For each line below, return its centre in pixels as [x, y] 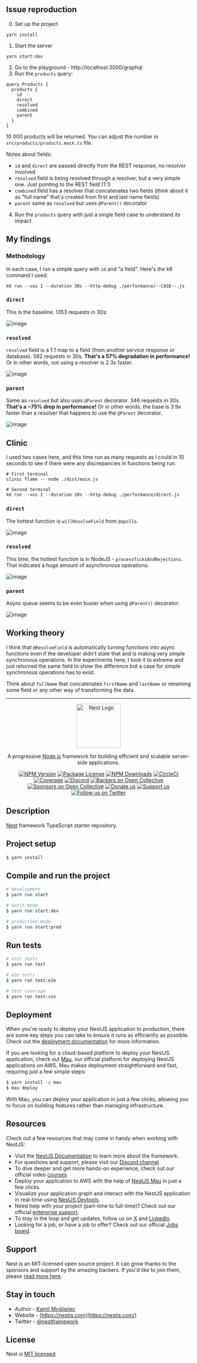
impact [23, 221]
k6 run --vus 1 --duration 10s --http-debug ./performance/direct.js [93, 495]
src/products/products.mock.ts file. [49, 142]
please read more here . [34, 1276]
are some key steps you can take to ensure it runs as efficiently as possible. [98, 1035]
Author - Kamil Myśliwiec [45, 1309]
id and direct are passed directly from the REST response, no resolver [100, 165]
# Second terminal [28, 490]
